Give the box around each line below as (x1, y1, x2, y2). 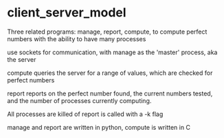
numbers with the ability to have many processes (7, 34, 146, 43)
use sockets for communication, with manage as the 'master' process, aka (7, 48, 218, 56)
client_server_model (7, 5, 126, 21)
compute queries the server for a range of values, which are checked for (7, 69, 213, 77)
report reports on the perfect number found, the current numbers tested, (7, 89, 213, 97)
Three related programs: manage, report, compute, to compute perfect (7, 27, 208, 36)
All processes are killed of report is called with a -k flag (7, 110, 164, 118)
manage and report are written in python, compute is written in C (7, 123, 191, 131)
